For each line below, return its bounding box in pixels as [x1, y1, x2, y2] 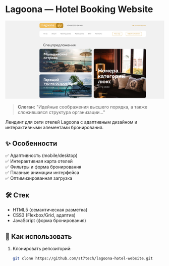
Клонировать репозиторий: [12, 245, 72, 251]
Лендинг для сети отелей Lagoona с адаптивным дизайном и [5, 119, 138, 125]
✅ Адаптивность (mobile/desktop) [5, 152, 78, 158]
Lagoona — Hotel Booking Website [5, 4, 153, 15]
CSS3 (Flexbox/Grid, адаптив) [12, 212, 76, 218]
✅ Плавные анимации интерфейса [5, 170, 80, 176]
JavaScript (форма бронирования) [12, 218, 87, 224]
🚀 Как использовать [5, 232, 72, 241]
